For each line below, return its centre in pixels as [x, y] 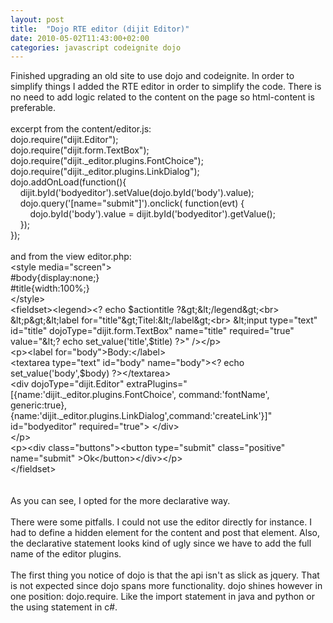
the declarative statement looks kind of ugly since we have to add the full [161, 543]
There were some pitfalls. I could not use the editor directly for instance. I [161, 522]
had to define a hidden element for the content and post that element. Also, [165, 533]
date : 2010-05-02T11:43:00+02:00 [80, 38]
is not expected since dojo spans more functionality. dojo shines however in [166, 586]
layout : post [37, 19]
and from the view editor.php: [71, 257]
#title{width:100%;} [50, 288]
